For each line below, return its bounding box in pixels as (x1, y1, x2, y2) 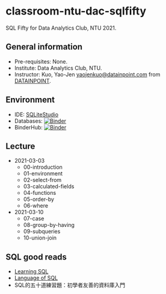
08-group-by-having (23, 221, 75, 229)
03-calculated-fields (23, 183, 75, 190)
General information (5, 42, 82, 52)
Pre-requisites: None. (14, 57, 67, 65)
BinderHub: (14, 123, 43, 131)
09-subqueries (23, 228, 61, 235)
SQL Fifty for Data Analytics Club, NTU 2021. (5, 24, 117, 31)
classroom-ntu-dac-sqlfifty (5, 4, 147, 18)
